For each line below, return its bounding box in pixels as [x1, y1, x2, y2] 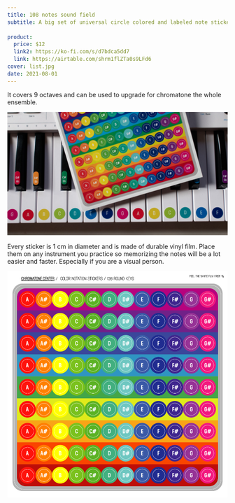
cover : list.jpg [7, 63, 55, 70]
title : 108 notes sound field [7, 11, 96, 18]
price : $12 [13, 41, 45, 48]
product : [7, 34, 33, 41]
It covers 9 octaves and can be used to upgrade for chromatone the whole [7, 90, 222, 99]
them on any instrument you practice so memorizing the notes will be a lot [7, 250, 221, 258]
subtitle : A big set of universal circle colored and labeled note [7, 18, 208, 26]
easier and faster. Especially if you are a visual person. [7, 257, 164, 266]
